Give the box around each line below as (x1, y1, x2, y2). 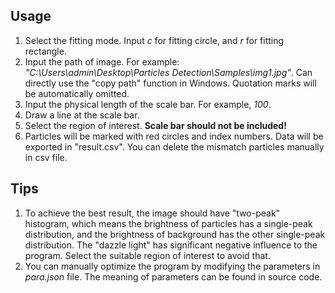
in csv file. (24, 151, 68, 163)
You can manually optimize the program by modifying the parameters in (24, 260, 321, 272)
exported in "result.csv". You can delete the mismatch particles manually (24, 140, 325, 153)
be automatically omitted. (24, 87, 130, 99)
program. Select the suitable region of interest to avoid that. (24, 249, 271, 261)
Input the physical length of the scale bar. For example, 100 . (24, 98, 272, 110)
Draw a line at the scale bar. (24, 109, 140, 121)
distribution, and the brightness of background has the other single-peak (24, 228, 326, 240)
